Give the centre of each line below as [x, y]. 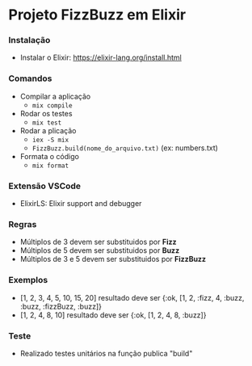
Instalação [29, 40]
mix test [47, 123]
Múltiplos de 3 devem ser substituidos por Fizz [98, 242]
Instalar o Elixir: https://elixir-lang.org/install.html [101, 57]
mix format [50, 166]
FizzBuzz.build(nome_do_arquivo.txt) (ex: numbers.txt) [125, 148]
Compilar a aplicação [55, 96]
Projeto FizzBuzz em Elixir [97, 15]
